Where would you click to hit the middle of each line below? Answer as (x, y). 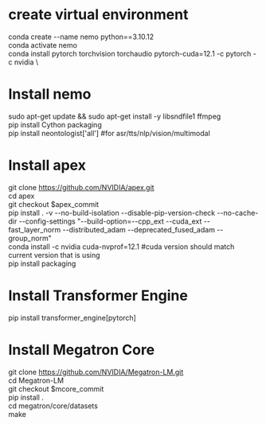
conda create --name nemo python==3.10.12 (81, 37)
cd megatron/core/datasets (53, 406)
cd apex (22, 196)
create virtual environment (98, 15)
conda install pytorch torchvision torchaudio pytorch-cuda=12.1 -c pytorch (130, 53)
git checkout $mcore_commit (56, 388)
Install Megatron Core (82, 350)
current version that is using (55, 255)
